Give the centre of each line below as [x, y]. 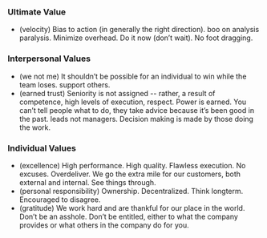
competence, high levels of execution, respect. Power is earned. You [133, 102]
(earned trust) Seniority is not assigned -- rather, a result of [117, 93]
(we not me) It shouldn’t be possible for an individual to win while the [133, 76]
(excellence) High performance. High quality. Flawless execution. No [132, 165]
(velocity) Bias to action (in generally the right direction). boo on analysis [139, 30]
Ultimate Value [37, 12]
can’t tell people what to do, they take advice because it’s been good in [136, 110]
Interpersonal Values [49, 58]
